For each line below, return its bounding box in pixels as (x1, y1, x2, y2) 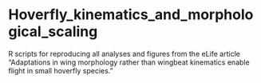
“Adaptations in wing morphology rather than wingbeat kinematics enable (8, 57, 250, 67)
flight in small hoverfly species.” (8, 65, 113, 75)
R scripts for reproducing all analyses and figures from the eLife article (8, 49, 241, 58)
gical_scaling (8, 22, 98, 41)
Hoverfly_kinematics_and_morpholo (8, 6, 254, 24)
